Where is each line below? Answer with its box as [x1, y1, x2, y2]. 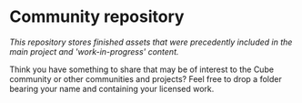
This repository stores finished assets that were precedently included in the [9, 36, 293, 47]
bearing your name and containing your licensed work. [9, 83, 215, 94]
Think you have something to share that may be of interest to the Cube [9, 64, 275, 75]
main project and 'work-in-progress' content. [9, 46, 179, 57]
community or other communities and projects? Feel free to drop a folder [9, 73, 282, 84]
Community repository [9, 6, 185, 27]
